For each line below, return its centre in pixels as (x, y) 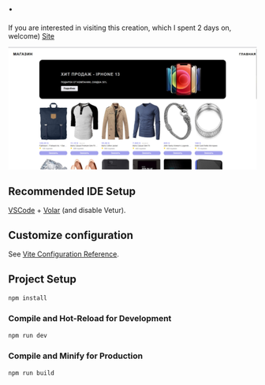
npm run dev (28, 336)
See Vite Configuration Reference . (64, 254)
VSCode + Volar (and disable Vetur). (67, 211)
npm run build (32, 373)
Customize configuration (71, 235)
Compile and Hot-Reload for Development (90, 318)
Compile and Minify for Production (76, 356)
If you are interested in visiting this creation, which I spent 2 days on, (120, 28)
